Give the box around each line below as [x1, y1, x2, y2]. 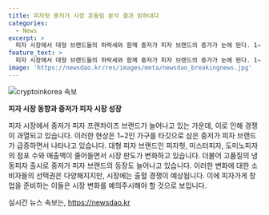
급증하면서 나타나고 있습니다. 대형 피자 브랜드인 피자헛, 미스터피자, [16, 141, 224, 150]
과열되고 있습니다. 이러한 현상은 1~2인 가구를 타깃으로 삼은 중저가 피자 [16, 130, 235, 140]
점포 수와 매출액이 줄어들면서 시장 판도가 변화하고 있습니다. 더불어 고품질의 [16, 150, 250, 160]
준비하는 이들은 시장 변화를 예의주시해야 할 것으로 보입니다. [22, 181, 207, 190]
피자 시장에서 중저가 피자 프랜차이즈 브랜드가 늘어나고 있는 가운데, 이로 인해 [8, 121, 243, 130]
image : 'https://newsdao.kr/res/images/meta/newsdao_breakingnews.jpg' [8, 64, 252, 72]
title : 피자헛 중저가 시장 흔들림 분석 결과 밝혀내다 [8, 11, 159, 20]
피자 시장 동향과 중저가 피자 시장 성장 [8, 103, 122, 113]
